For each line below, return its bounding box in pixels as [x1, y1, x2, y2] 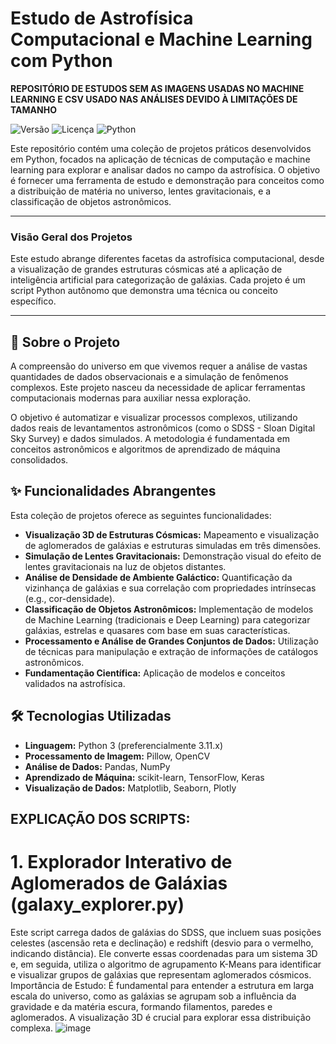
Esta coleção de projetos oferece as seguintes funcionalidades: [10, 509, 272, 521]
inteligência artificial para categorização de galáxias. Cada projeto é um [10, 274, 306, 286]
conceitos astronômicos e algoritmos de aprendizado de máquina [10, 443, 281, 456]
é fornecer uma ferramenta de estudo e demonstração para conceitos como [10, 174, 325, 186]
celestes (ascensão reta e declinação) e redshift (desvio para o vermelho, [10, 937, 314, 949]
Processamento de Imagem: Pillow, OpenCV [24, 750, 211, 762]
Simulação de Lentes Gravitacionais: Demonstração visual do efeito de [24, 550, 322, 562]
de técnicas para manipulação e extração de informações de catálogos [24, 645, 319, 657]
